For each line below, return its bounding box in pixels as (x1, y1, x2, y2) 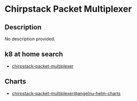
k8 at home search (4, 50, 63, 58)
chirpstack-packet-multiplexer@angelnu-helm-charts (11, 90, 121, 96)
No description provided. (4, 36, 55, 42)
